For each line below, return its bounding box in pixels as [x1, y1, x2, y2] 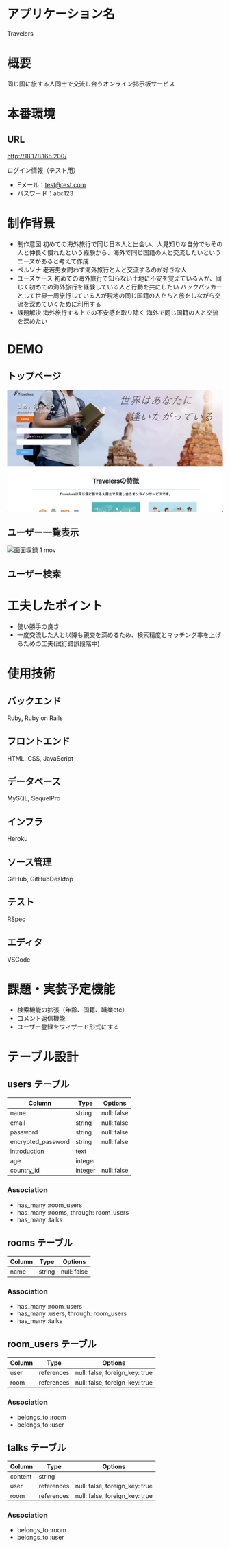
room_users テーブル [7, 1338, 97, 1350]
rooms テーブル [7, 1237, 73, 1248]
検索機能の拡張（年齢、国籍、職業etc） [16, 1005, 129, 1014]
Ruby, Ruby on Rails [7, 714, 63, 722]
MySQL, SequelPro [7, 794, 61, 802]
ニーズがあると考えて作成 [16, 257, 89, 265]
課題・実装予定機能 [7, 981, 116, 997]
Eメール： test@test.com [16, 180, 86, 189]
